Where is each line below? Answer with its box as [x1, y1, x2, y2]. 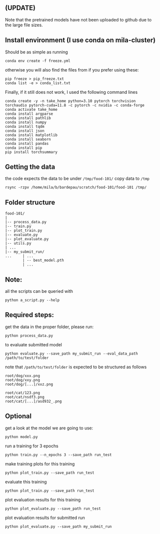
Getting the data [5, 163, 55, 171]
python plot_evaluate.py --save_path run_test [5, 506, 101, 511]
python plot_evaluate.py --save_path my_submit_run [5, 524, 112, 529]
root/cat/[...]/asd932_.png [5, 399, 62, 404]
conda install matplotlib [5, 132, 57, 138]
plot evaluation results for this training [5, 497, 81, 502]
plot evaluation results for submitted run [5, 515, 85, 520]
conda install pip [5, 145, 42, 150]
